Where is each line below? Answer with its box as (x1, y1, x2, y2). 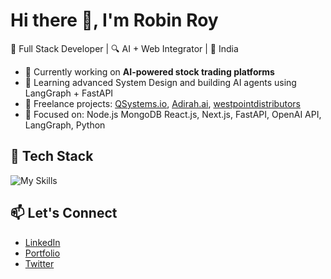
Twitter (24, 257, 55, 269)
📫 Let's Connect (10, 205, 118, 222)
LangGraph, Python (24, 119, 106, 131)
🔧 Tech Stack (10, 148, 94, 165)
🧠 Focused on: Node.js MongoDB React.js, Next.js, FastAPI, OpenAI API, (24, 108, 322, 120)
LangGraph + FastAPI (24, 87, 114, 99)
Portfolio (24, 247, 61, 259)
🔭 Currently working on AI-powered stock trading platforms (24, 65, 275, 78)
